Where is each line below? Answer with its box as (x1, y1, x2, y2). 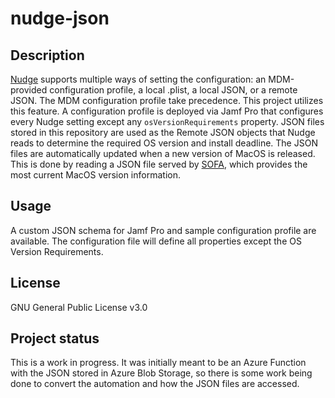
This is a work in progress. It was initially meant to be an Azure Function (10, 357, 307, 369)
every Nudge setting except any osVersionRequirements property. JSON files (10, 116, 325, 127)
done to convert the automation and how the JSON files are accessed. (10, 378, 300, 390)
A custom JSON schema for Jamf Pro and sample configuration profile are (10, 224, 317, 236)
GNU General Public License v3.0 (10, 301, 148, 313)
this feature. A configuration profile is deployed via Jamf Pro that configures (10, 105, 324, 117)
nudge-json (10, 7, 110, 30)
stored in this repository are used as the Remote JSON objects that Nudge (10, 127, 316, 138)
